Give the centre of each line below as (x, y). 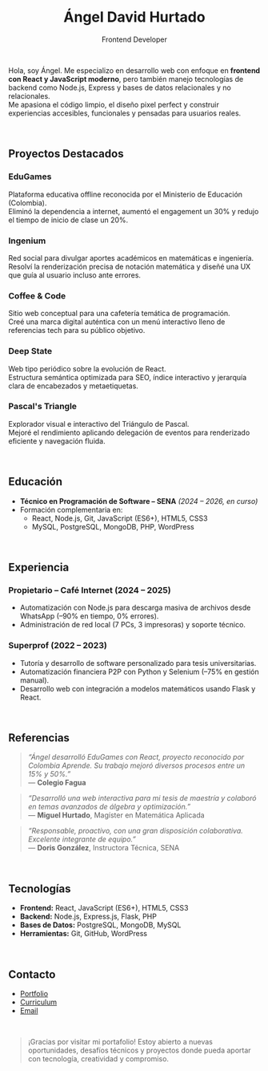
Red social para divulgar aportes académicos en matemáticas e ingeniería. (131, 258)
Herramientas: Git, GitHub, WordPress (84, 934)
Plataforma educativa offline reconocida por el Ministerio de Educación (125, 194)
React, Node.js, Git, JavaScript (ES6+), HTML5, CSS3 (120, 518)
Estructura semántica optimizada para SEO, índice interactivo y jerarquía (128, 377)
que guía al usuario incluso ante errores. (75, 275)
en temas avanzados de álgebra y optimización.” (109, 807)
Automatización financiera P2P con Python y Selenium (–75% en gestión (139, 671)
